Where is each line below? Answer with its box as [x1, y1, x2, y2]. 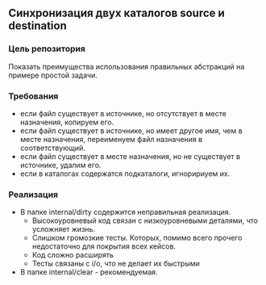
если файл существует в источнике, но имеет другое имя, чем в [19, 125, 243, 136]
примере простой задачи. [8, 70, 98, 80]
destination [8, 19, 67, 33]
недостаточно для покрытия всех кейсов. [31, 241, 176, 251]
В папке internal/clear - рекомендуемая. [19, 267, 159, 277]
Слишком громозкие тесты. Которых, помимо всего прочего [31, 233, 243, 243]
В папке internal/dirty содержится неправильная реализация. [19, 207, 231, 217]
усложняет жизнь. [31, 224, 95, 234]
